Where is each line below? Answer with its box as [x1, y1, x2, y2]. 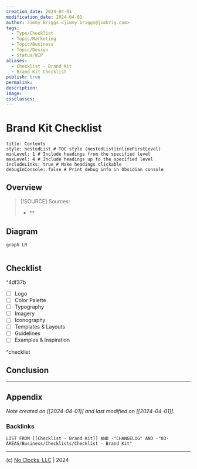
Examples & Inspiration [14, 336, 70, 344]
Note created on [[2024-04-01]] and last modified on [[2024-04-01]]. [6, 408, 175, 415]
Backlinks [6, 423, 35, 431]
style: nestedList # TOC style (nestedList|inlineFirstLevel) [6, 146, 161, 152]
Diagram [6, 226, 38, 236]
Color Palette [14, 297, 46, 304]
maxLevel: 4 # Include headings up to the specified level [6, 156, 154, 162]
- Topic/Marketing [11, 36, 57, 42]
